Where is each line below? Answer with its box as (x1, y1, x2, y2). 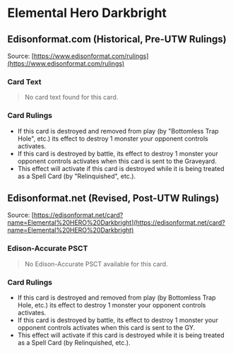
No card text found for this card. (24, 93, 119, 102)
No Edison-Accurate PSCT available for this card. (24, 259, 168, 268)
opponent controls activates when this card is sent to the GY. (17, 324, 196, 331)
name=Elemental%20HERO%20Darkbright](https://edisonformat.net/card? (7, 218, 226, 227)
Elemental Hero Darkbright (7, 5, 167, 21)
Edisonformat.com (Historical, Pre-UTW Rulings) (7, 33, 227, 45)
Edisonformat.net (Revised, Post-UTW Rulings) (7, 192, 220, 204)
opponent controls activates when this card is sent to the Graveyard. (17, 157, 217, 165)
